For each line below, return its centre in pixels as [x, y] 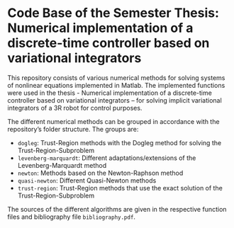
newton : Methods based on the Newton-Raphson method [100, 173]
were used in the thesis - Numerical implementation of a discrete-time [110, 93]
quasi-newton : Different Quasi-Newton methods [87, 180]
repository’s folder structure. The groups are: [73, 129]
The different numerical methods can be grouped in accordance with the [113, 121]
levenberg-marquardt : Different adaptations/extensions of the [107, 158]
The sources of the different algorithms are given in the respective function [117, 209]
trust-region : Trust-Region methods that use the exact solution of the [120, 188]
